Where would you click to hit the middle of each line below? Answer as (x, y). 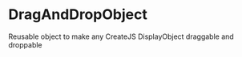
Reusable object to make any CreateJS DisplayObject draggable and (121, 36)
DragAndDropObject (78, 15)
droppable (25, 44)
